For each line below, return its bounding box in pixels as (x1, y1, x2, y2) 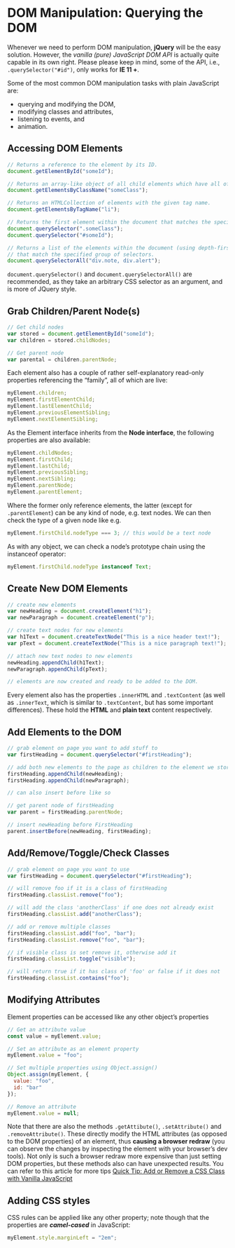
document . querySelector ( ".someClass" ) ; (7, 225, 124, 232)
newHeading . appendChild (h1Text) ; (7, 659, 105, 666)
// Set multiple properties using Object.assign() (7, 1064, 158, 1071)
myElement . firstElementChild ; (7, 396, 96, 404)
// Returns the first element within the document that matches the (7, 219, 211, 226)
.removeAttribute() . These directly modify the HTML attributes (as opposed (7, 1130, 227, 1138)
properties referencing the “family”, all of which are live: (7, 376, 168, 385)
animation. (17, 122, 48, 130)
